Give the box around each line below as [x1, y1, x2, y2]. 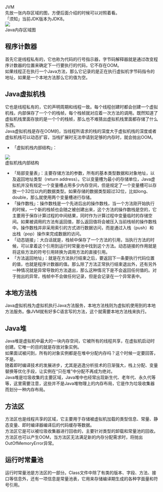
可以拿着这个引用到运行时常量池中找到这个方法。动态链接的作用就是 [20, 243, 157, 249]
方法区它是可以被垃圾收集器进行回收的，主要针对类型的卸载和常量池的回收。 [5, 428, 158, 434]
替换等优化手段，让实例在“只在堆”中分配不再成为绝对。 [5, 369, 115, 374]
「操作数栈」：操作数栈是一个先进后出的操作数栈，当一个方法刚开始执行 [12, 200, 155, 206]
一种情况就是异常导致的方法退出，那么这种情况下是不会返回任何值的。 [12, 267, 153, 273]
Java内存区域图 [5, 27, 36, 33]
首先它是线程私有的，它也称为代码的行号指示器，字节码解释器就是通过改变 [5, 56, 154, 62]
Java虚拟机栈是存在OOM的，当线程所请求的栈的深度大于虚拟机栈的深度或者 [5, 128, 157, 134]
